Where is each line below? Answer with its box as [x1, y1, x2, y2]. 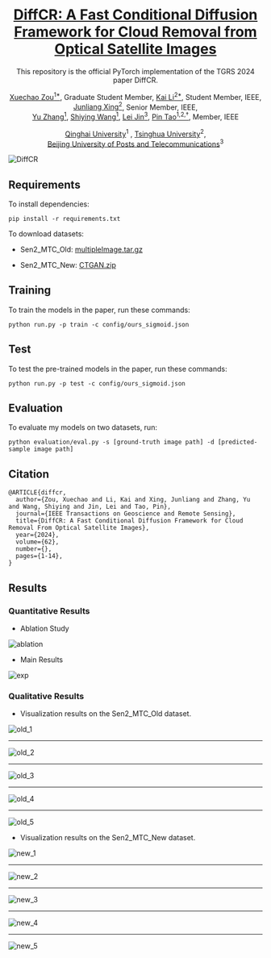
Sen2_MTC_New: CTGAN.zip [19, 260, 117, 270]
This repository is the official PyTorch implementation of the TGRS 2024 [15, 66, 256, 76]
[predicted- [217, 438, 258, 447]
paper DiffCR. [112, 75, 159, 85]
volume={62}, [15, 538, 60, 546]
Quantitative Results [8, 605, 90, 616]
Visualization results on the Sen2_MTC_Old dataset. [19, 709, 192, 718]
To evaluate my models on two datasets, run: [8, 423, 157, 432]
